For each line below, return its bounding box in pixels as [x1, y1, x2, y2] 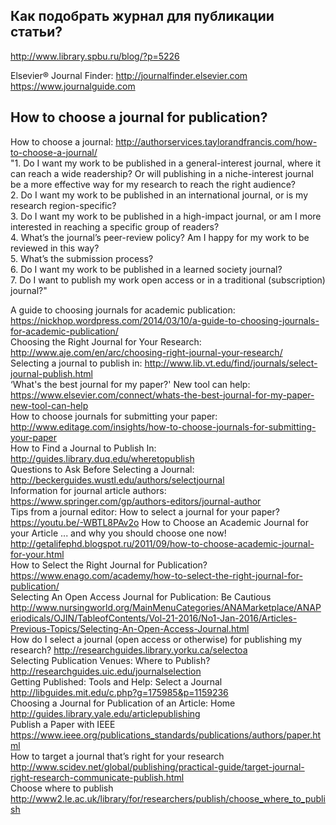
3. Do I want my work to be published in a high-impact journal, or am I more [10, 210, 322, 222]
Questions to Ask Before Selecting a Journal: [10, 463, 195, 475]
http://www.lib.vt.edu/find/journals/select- [144, 357, 318, 369]
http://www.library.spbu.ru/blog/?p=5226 [10, 50, 180, 62]
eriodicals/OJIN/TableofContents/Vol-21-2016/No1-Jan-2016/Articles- [10, 612, 298, 624]
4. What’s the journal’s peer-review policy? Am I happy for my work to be [10, 231, 310, 243]
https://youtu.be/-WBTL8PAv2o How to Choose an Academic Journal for [10, 516, 309, 528]
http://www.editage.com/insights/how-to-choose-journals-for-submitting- [10, 420, 317, 433]
